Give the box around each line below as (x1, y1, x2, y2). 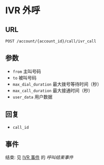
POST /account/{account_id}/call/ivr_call (5, 39, 96, 44)
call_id (12, 125, 29, 130)
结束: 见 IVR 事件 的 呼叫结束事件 (5, 154, 74, 160)
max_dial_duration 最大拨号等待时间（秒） (12, 81, 102, 87)
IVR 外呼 (5, 5, 41, 16)
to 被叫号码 (12, 74, 37, 80)
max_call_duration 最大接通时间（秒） (12, 87, 93, 93)
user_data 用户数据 (12, 94, 53, 100)
